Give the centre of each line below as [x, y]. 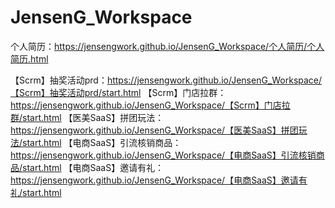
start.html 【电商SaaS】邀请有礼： [93, 167]
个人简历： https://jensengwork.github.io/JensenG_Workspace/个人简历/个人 [167, 46]
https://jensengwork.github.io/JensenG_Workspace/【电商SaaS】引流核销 [163, 155]
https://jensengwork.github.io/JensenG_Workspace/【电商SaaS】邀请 [154, 180]
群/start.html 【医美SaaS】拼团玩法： [87, 117]
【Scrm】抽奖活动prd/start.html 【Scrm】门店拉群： [118, 92]
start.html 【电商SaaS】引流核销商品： [102, 142]
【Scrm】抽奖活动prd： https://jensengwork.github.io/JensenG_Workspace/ [166, 80]
